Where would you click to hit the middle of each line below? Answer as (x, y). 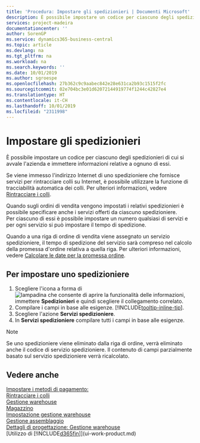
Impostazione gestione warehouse (49, 414)
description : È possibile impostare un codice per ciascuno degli (90, 17)
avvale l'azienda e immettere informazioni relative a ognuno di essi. (89, 164)
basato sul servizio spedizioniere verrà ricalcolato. (68, 356)
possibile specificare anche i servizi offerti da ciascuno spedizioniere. (92, 212)
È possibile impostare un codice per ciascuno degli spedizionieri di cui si (95, 157)
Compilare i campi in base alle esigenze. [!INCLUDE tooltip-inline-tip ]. (99, 308)
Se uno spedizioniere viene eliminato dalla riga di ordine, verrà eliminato (94, 343)
